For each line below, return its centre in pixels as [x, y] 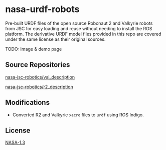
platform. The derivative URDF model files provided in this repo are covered [83, 34]
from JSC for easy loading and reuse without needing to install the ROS [79, 28]
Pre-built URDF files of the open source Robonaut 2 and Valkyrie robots [79, 23]
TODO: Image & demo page [34, 49]
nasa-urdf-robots [42, 9]
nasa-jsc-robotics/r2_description [39, 87]
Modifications [28, 102]
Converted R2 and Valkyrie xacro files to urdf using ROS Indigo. [78, 115]
